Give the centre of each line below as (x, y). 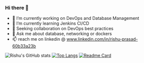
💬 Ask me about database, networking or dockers (62, 34)
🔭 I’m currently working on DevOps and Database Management (76, 18)
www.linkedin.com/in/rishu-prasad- (102, 39)
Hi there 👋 (17, 8)
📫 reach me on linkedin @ (39, 39)
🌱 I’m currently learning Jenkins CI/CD (51, 23)
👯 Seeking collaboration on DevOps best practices (63, 29)
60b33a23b (24, 46)
